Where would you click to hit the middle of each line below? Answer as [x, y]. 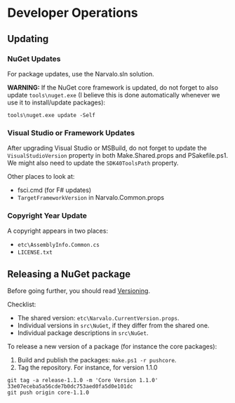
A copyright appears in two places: [58, 231]
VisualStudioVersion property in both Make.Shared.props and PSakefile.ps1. [117, 156]
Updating [28, 39]
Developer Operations [73, 13]
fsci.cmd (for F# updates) [54, 190]
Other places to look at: [41, 177]
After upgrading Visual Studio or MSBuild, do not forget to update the [107, 148]
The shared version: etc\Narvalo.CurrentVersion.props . [99, 318]
